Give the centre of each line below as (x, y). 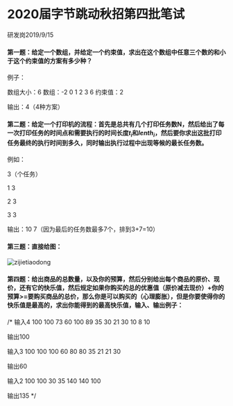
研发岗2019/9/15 (31, 35)
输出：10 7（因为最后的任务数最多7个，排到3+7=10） (83, 229)
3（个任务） (24, 174)
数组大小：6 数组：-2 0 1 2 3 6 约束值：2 (65, 92)
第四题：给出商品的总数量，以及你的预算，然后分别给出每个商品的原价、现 (113, 279)
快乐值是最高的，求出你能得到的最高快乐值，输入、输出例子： (95, 305)
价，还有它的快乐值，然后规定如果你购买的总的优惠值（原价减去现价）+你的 (115, 287)
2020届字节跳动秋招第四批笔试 (96, 14)
